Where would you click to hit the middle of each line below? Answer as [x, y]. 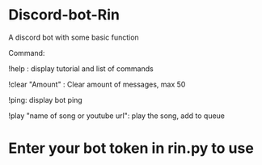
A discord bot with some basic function [74, 37]
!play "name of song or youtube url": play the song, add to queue [116, 116]
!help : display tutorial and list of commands [81, 68]
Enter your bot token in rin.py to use [131, 148]
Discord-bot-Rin [64, 15]
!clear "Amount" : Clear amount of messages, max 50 [97, 84]
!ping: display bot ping [45, 99]
